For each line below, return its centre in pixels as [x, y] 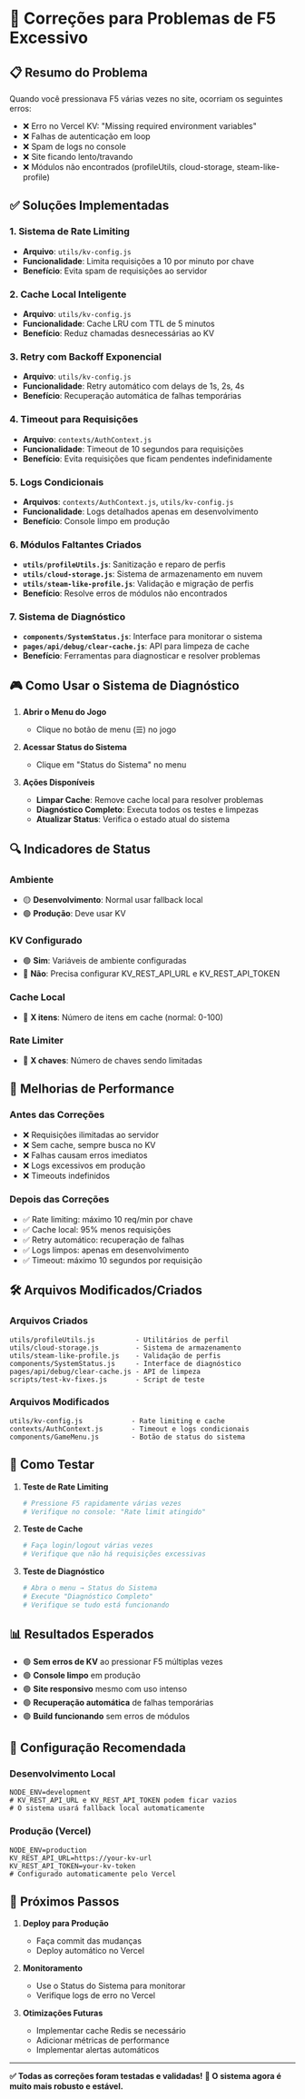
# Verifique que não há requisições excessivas [114, 1554]
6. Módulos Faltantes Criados [76, 544]
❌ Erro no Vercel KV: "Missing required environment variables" [139, 126]
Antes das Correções [57, 1114]
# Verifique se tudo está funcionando [96, 1605]
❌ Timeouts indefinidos [66, 1175]
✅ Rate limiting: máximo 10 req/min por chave [108, 1219]
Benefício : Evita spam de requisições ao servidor [115, 271]
